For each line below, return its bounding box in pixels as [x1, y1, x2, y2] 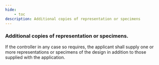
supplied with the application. [5, 54, 65, 60]
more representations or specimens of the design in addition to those [5, 49, 147, 55]
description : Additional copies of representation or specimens [5, 16, 141, 21]
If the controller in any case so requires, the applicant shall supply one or [5, 44, 154, 50]
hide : [5, 7, 16, 12]
